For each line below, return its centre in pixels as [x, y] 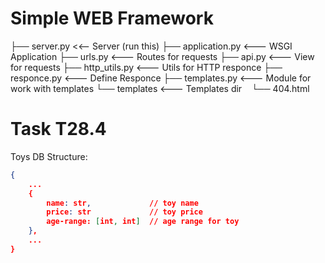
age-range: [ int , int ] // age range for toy [143, 222]
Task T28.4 [58, 129]
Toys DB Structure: [49, 156]
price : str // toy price [124, 212]
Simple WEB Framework [112, 18]
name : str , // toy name [122, 203]
